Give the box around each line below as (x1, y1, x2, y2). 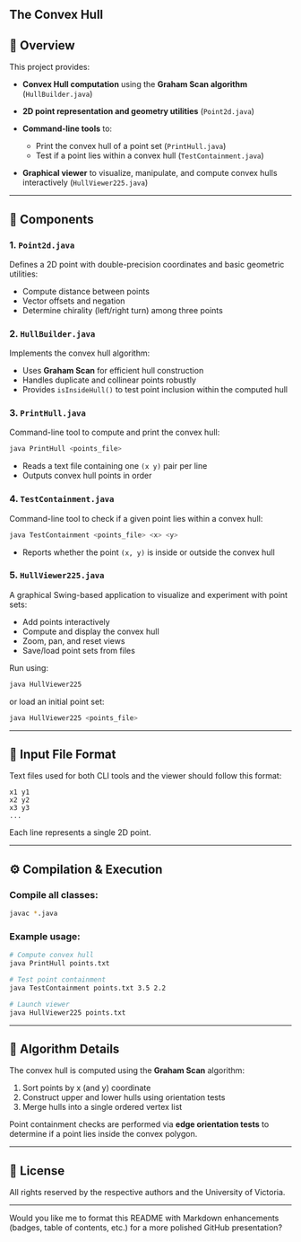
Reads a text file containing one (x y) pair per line (21, 461, 208, 471)
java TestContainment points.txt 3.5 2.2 (9, 983, 167, 992)
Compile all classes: (9, 888, 99, 901)
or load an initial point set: (9, 696, 105, 707)
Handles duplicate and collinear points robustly (21, 374, 197, 385)
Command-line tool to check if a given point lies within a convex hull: (9, 513, 263, 524)
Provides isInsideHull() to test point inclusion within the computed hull (21, 384, 288, 395)
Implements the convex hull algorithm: (9, 348, 150, 358)
